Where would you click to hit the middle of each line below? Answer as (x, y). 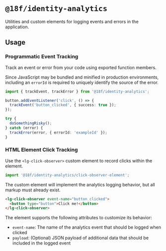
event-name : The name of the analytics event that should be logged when (86, 227)
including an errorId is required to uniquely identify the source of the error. (82, 82)
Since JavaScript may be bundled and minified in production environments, (82, 77)
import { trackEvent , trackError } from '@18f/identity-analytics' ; (77, 91)
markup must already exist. (33, 190)
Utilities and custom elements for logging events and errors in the (72, 21)
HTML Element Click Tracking (42, 150)
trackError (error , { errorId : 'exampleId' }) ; (58, 132)
